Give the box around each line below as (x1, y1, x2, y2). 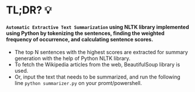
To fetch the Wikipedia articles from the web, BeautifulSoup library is (14, 61, 180, 68)
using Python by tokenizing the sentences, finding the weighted (6, 30, 165, 37)
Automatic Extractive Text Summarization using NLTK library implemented (6, 23, 190, 30)
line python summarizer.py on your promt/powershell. (14, 80, 142, 87)
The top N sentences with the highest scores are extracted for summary (14, 49, 189, 56)
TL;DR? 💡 (6, 3, 52, 17)
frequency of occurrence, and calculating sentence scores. (6, 36, 154, 43)
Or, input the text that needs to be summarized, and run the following (14, 73, 180, 80)
